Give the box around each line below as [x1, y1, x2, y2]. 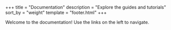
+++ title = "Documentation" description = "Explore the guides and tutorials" [5, 4, 166, 10]
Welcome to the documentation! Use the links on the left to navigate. [5, 19, 150, 25]
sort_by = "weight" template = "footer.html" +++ [5, 9, 107, 15]
